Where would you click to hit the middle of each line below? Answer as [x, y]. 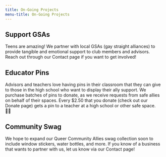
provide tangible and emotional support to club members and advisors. [78, 52]
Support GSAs [28, 35]
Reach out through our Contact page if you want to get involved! [71, 57]
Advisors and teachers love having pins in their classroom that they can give [83, 84]
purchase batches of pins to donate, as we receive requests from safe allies [83, 95]
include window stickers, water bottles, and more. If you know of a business [83, 144]
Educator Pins [27, 73]
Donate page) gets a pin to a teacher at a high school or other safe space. [81, 106]
